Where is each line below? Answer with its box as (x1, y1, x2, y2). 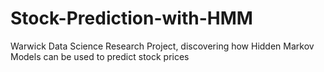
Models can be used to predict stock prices (10, 50, 190, 62)
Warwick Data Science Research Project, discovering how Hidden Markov (10, 40, 315, 52)
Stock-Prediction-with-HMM (10, 7, 253, 30)
